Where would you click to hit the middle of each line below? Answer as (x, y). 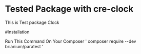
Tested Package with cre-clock (69, 9)
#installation (17, 32)
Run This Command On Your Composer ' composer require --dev (71, 41)
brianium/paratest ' (24, 46)
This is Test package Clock (32, 22)
